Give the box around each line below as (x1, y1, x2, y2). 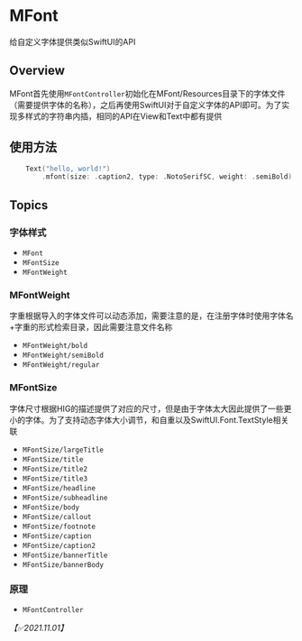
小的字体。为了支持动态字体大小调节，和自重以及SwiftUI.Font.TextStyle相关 (9, 414, 289, 425)
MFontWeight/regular (22, 361, 100, 370)
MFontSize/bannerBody (22, 560, 104, 569)
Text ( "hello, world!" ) (25, 164, 111, 173)
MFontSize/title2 (22, 464, 88, 473)
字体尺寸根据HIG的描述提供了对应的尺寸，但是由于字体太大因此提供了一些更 (9, 403, 292, 414)
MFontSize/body (22, 502, 80, 512)
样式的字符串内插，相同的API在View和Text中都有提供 (24, 110, 223, 122)
